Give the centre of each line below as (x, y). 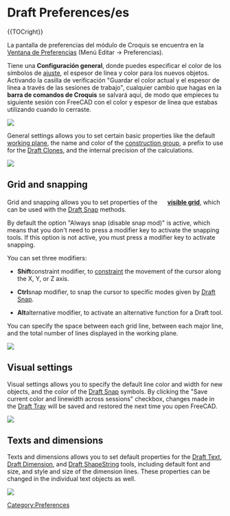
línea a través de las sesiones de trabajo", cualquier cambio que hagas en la (114, 87)
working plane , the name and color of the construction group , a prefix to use (115, 143)
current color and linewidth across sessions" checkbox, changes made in (111, 399)
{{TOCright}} (25, 32)
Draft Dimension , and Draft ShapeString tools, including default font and (109, 464)
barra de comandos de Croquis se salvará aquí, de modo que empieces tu (113, 95)
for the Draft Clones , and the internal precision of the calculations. (101, 150)
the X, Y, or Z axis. (43, 278)
